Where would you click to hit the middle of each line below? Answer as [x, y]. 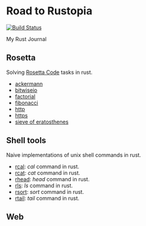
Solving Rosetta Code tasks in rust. [49, 72]
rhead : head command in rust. [52, 179]
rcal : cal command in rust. [47, 166]
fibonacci [26, 103]
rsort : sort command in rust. [49, 191]
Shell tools [26, 140]
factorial [25, 96]
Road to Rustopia [49, 11]
